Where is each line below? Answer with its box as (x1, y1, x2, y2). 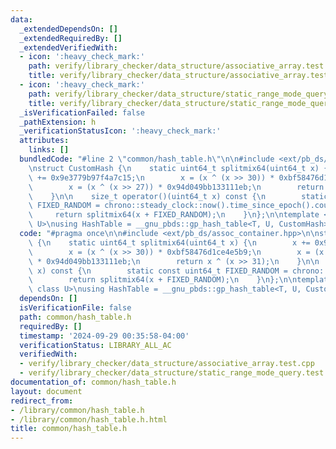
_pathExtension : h (19, 117, 97, 127)
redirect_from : (10, 396, 74, 406)
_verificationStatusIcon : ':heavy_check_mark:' (19, 126, 222, 136)
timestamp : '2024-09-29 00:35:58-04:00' (19, 331, 190, 341)
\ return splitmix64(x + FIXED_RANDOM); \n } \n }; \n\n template (28, 210, 320, 220)
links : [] (28, 145, 70, 155)
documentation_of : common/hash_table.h (10, 377, 177, 387)
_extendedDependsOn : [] (19, 24, 118, 34)
